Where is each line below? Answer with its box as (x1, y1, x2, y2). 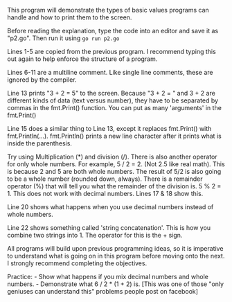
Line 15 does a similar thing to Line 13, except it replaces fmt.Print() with (7, 125, 212, 132)
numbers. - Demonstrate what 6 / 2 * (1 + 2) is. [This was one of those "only (7, 280, 224, 288)
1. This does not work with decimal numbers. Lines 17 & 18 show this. (7, 190, 204, 197)
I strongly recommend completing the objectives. (7, 259, 148, 267)
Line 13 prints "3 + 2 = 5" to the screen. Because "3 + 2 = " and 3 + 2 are (7, 89, 216, 97)
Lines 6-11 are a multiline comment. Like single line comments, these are (7, 69, 213, 76)
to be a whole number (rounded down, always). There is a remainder (7, 175, 203, 183)
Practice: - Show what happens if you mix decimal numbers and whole (7, 273, 209, 281)
